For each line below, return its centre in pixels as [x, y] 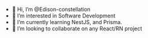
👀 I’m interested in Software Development [64, 16]
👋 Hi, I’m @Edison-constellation [51, 9]
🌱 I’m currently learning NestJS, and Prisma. [67, 22]
